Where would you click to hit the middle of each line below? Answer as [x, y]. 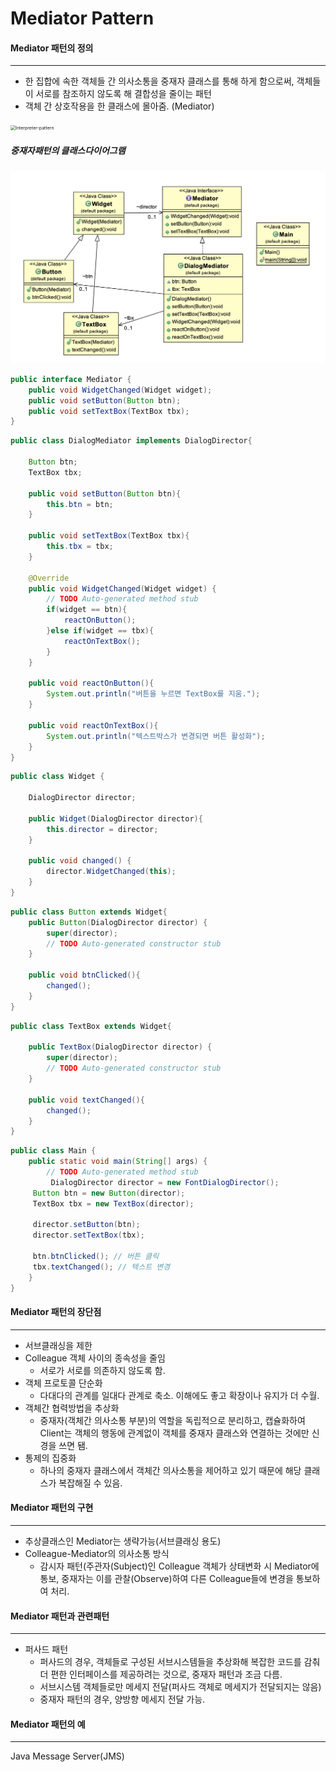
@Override [49, 578]
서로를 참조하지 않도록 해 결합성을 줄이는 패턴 [123, 94]
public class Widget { [57, 777]
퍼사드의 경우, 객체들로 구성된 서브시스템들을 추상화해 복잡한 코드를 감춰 [180, 1662]
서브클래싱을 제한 [58, 1345]
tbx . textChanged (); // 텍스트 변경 [101, 1267]
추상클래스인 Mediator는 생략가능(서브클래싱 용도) [123, 1541]
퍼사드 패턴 [46, 1649]
